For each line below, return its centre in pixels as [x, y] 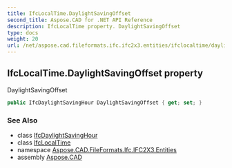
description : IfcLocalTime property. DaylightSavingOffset [94, 26]
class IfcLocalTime [44, 143]
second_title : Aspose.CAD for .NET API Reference [80, 20]
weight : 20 [23, 39]
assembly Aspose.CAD [50, 157]
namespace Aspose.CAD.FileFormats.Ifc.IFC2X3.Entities [97, 149]
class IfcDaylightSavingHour [57, 135]
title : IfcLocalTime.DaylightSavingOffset [69, 13]
